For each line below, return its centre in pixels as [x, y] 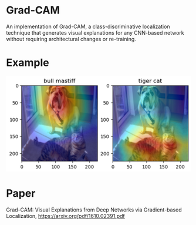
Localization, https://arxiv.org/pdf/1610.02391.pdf [65, 216]
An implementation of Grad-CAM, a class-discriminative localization [88, 26]
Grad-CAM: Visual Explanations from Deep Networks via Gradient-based [94, 210]
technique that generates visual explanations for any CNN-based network [95, 32]
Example [28, 63]
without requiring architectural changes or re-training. [71, 39]
